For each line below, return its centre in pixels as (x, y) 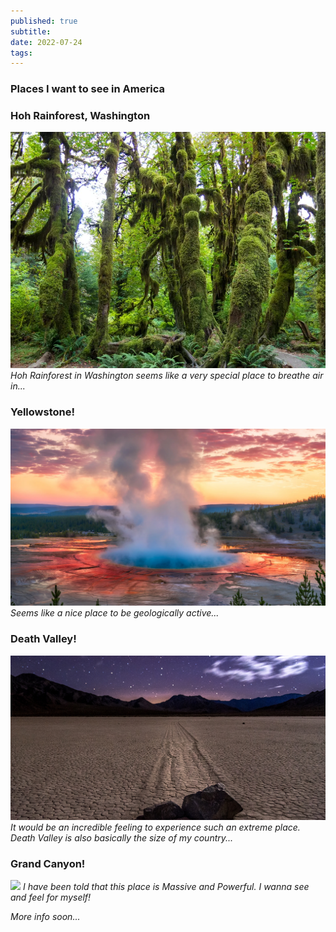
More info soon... (45, 917)
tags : (21, 53)
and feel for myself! (51, 897)
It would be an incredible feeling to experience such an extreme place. (155, 827)
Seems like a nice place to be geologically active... (115, 613)
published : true (44, 21)
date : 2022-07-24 (46, 42)
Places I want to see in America (87, 89)
